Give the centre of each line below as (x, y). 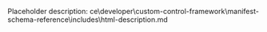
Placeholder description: (48, 11)
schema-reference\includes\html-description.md (88, 20)
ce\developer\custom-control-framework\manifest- (174, 11)
